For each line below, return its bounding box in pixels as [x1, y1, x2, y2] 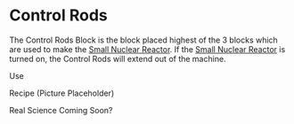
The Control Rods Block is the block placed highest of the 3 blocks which [9, 35, 278, 45]
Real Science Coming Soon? [9, 105, 113, 115]
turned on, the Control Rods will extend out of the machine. [9, 53, 226, 64]
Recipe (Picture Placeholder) [9, 88, 114, 98]
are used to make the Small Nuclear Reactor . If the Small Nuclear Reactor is [9, 43, 286, 54]
